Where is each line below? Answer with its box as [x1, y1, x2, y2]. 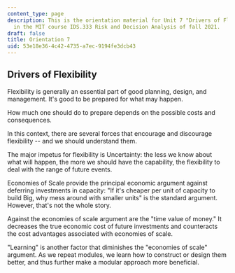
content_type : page [7, 10, 64, 17]
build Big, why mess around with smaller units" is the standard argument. [7, 193, 218, 202]
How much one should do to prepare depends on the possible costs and [7, 108, 215, 116]
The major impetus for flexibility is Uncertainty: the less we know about [7, 150, 212, 158]
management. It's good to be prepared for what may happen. [7, 94, 183, 103]
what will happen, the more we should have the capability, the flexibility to [7, 157, 220, 166]
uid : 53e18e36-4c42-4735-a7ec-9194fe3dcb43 [7, 43, 136, 50]
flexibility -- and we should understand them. [7, 136, 138, 145]
